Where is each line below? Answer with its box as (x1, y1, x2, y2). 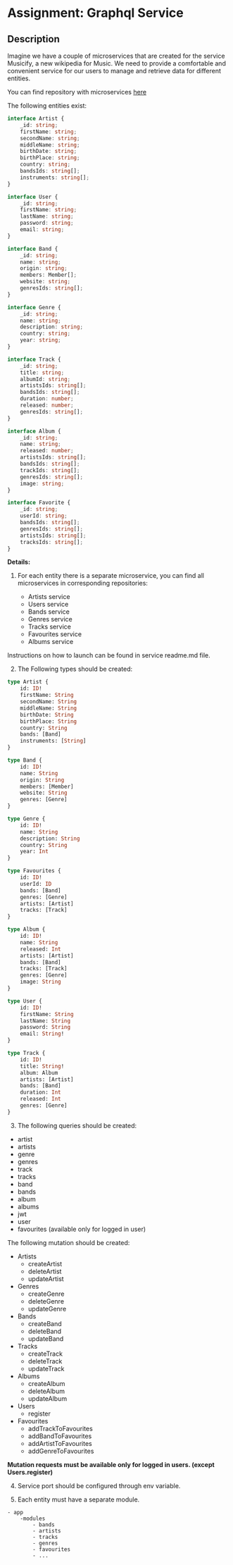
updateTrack (27, 1364, 65, 1373)
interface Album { (7, 428, 61, 435)
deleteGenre (27, 1297, 65, 1305)
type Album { (7, 926, 46, 933)
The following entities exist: (7, 101, 87, 110)
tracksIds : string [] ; (20, 538, 83, 545)
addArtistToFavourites (27, 1439, 93, 1447)
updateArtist (27, 1274, 65, 1283)
